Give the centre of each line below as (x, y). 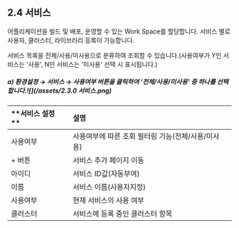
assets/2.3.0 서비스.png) (75, 90)
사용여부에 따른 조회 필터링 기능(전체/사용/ (140, 136)
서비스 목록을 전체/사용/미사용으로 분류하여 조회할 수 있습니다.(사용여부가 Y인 (115, 55)
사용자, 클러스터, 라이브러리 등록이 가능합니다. (71, 40)
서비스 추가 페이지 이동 (108, 160)
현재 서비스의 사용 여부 (108, 200)
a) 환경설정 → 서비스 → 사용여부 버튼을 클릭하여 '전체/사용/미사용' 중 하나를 (111, 82)
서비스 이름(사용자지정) (110, 187)
